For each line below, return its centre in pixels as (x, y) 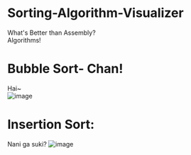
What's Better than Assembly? (51, 33)
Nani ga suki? (27, 144)
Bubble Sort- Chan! (65, 69)
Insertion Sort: (51, 125)
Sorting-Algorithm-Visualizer (95, 13)
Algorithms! (24, 40)
